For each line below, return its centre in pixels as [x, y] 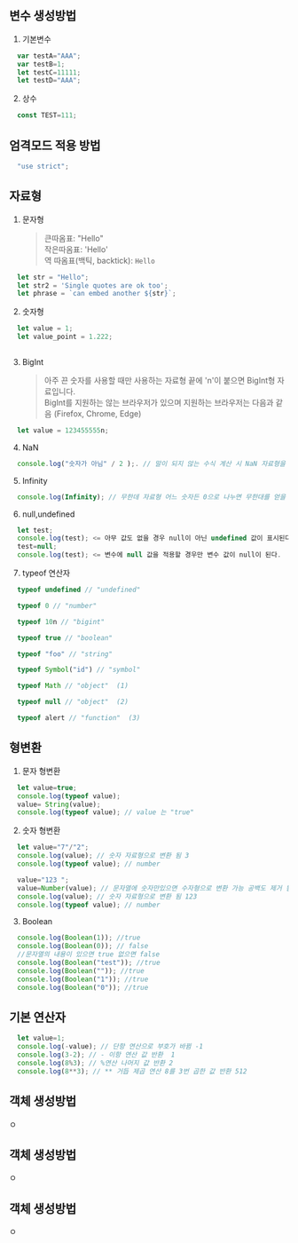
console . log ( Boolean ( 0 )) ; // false [83, 946]
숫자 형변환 [41, 831]
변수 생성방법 [43, 16]
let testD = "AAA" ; [49, 81]
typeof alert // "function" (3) [79, 718]
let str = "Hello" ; [53, 277]
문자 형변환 [41, 771]
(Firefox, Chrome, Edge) [98, 413]
